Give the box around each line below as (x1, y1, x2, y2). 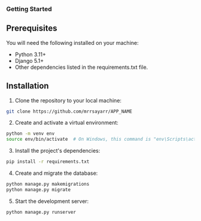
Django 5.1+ (14, 57, 44, 64)
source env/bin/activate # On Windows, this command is (6, 137, 151, 143)
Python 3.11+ (14, 50, 47, 58)
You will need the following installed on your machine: (6, 39, 139, 46)
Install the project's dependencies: (14, 147, 100, 155)
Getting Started (6, 5, 52, 13)
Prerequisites (6, 23, 57, 34)
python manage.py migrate (6, 186, 71, 193)
